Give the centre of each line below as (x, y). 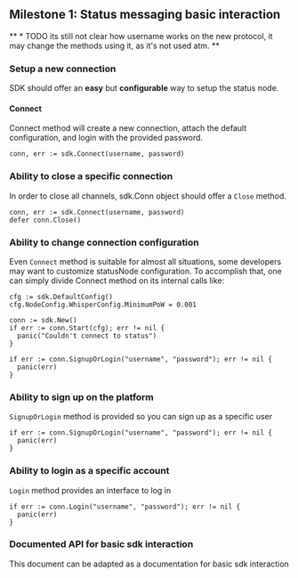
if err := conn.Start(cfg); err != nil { (87, 328)
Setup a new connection (63, 69)
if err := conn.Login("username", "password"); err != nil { (125, 507)
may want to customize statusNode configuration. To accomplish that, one (145, 271)
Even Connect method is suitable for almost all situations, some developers (145, 261)
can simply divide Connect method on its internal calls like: (117, 281)
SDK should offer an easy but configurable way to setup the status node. (144, 88)
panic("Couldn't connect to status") (87, 336)
